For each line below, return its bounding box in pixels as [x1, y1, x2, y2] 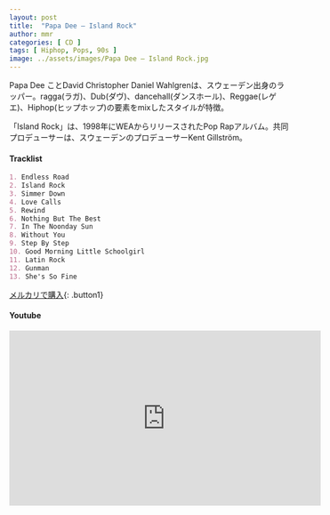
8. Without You [9, 230, 66, 240]
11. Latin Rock [9, 255, 66, 264]
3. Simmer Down [9, 189, 66, 198]
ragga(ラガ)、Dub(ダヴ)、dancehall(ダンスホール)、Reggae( [39, 91, 262, 101]
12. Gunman [9, 263, 50, 272]
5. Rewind [9, 205, 46, 214]
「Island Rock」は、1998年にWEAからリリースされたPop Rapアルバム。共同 [9, 121, 289, 132]
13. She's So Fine [9, 272, 77, 281]
